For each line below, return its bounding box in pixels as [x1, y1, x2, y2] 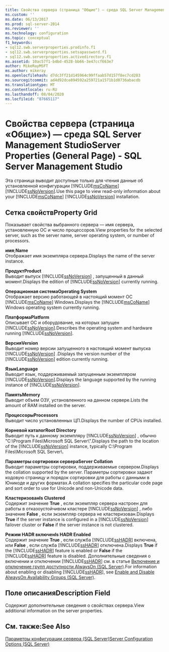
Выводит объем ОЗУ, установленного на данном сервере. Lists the [5, 397, 148, 403]
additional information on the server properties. [5, 608, 103, 614]
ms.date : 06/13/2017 [5, 17, 49, 22]
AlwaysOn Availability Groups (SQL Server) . [5, 574, 96, 580]
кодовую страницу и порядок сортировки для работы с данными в [5, 475, 150, 480]
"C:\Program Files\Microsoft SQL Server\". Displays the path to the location [5, 438, 159, 444]
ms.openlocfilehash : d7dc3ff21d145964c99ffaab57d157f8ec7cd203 [5, 73, 141, 78]
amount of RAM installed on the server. [5, 403, 87, 408]
